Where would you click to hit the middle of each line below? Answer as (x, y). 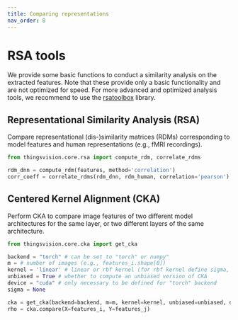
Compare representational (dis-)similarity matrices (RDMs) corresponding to (119, 137)
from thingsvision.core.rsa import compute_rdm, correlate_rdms (104, 158)
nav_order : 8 (27, 21)
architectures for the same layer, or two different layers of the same (106, 223)
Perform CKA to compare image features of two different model (100, 216)
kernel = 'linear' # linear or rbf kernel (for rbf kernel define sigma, (119, 270)
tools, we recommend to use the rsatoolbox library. (81, 98)
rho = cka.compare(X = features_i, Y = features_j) (79, 309)
